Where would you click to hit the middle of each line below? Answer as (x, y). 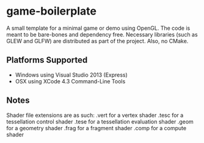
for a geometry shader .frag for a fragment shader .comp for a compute (97, 128)
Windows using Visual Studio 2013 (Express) (71, 75)
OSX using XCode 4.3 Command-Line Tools (70, 81)
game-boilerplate (51, 11)
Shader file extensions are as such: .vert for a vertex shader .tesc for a (95, 115)
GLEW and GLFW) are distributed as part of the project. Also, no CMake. (97, 41)
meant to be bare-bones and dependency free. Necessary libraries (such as (102, 34)
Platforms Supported (47, 60)
